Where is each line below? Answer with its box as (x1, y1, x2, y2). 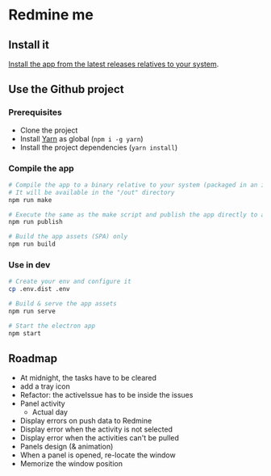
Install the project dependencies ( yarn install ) (19, 142, 178, 152)
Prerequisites (8, 107, 62, 118)
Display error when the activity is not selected (19, 424, 173, 434)
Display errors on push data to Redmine (19, 416, 152, 426)
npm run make (8, 196, 52, 204)
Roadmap (8, 352, 58, 365)
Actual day (31, 407, 69, 417)
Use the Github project (8, 82, 124, 96)
